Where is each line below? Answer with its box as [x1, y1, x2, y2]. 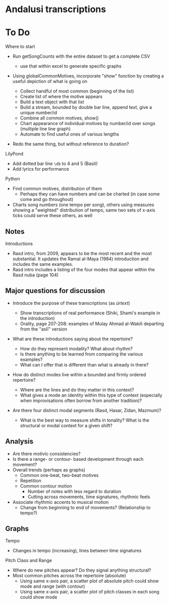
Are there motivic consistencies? [12, 451, 81, 457]
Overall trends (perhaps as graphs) [12, 467, 86, 473]
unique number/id [20, 110, 57, 116]
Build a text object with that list [20, 99, 84, 105]
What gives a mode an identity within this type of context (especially [20, 392, 162, 398]
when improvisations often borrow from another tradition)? [20, 397, 142, 404]
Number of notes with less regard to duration [27, 488, 122, 494]
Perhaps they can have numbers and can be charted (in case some [20, 191, 160, 197]
